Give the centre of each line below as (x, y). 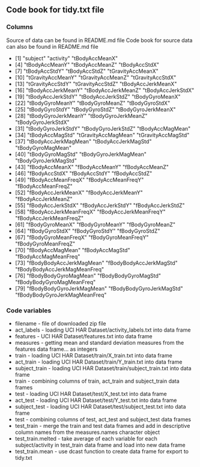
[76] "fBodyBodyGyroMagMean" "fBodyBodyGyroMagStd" (88, 276)
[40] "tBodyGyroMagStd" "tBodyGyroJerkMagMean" (81, 154)
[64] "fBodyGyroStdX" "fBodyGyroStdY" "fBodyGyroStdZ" (87, 230)
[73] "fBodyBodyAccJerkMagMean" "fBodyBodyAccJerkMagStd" (96, 263)
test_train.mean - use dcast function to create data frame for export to (102, 451)
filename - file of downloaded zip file (60, 323)
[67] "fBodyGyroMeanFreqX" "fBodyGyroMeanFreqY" (82, 237)
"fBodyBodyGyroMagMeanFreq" (55, 282)
